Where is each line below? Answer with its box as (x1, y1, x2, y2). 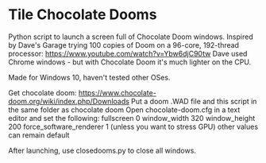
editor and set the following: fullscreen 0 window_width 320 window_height (8, 113, 256, 122)
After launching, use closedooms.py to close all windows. (8, 146, 197, 155)
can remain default (8, 130, 70, 140)
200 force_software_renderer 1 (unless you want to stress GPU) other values (8, 122, 259, 131)
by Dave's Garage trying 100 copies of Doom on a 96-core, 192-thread (8, 40, 240, 49)
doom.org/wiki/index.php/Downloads (8, 96, 129, 106)
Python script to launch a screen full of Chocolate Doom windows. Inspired (8, 32, 253, 41)
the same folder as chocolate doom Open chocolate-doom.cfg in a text (8, 105, 241, 114)
